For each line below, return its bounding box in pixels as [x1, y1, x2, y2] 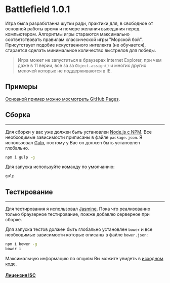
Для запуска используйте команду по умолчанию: [5, 164, 115, 170]
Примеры [5, 83, 38, 91]
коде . [5, 261, 17, 267]
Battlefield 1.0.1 [5, 4, 70, 15]
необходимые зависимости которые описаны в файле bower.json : [5, 232, 148, 238]
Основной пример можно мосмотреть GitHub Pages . [5, 96, 120, 102]
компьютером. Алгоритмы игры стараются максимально [5, 31, 130, 37]
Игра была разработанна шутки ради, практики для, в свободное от [5, 20, 153, 26]
